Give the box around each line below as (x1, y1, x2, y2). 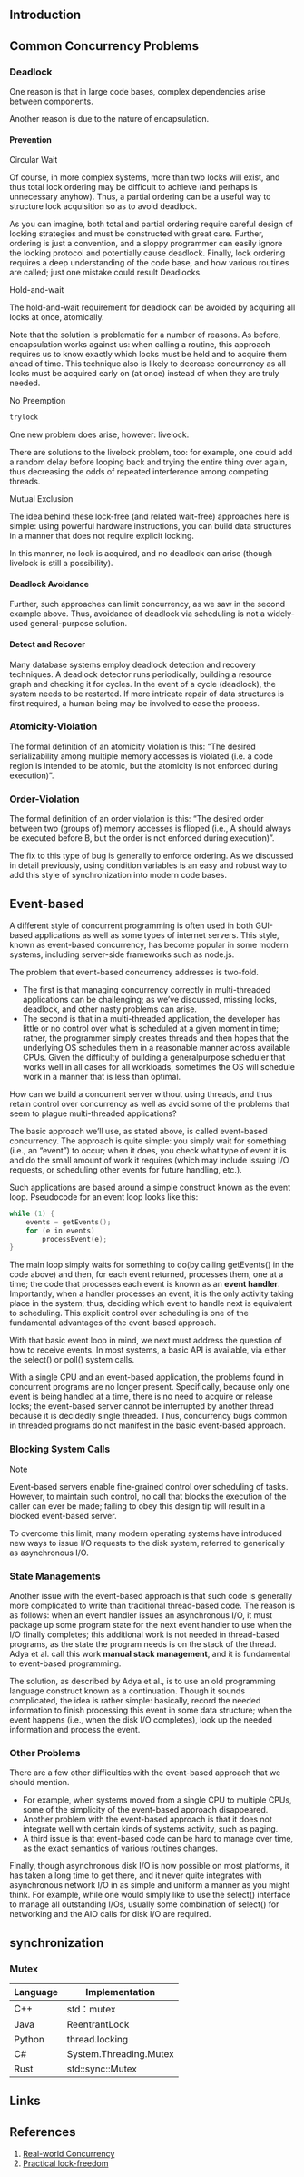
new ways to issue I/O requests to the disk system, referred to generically (9, 1537, 286, 1548)
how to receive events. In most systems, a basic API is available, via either (9, 1344, 287, 1355)
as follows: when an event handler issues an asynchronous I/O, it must (9, 1609, 273, 1621)
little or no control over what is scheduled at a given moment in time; (22, 1023, 279, 1034)
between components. (9, 95, 93, 107)
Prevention (9, 134, 52, 145)
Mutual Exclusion (9, 494, 74, 504)
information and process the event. (9, 1723, 141, 1734)
